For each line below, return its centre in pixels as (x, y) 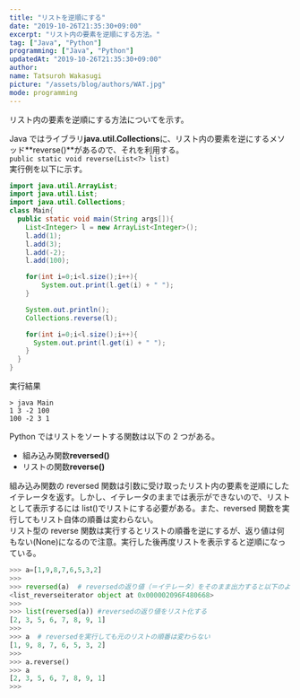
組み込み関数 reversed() (66, 455)
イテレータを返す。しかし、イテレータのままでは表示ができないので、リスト (150, 497)
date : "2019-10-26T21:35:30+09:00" (76, 26)
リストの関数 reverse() (64, 467)
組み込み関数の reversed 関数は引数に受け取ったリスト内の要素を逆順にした (149, 486)
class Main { (31, 211)
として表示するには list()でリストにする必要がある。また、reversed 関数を (146, 508)
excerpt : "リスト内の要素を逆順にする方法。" (85, 34)
